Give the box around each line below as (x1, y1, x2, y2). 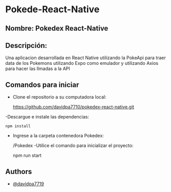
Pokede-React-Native (5, 4, 100, 15)
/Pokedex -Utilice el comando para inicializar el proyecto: (12, 142, 134, 149)
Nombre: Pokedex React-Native (5, 24, 109, 33)
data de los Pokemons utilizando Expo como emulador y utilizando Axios (5, 60, 159, 66)
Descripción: (5, 41, 48, 50)
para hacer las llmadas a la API (5, 65, 70, 72)
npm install (5, 124, 31, 129)
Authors (5, 167, 32, 176)
